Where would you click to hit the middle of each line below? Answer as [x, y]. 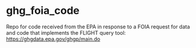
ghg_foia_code [43, 11]
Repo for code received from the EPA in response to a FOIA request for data [98, 27]
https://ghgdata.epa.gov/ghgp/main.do [53, 39]
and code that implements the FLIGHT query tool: [66, 32]
